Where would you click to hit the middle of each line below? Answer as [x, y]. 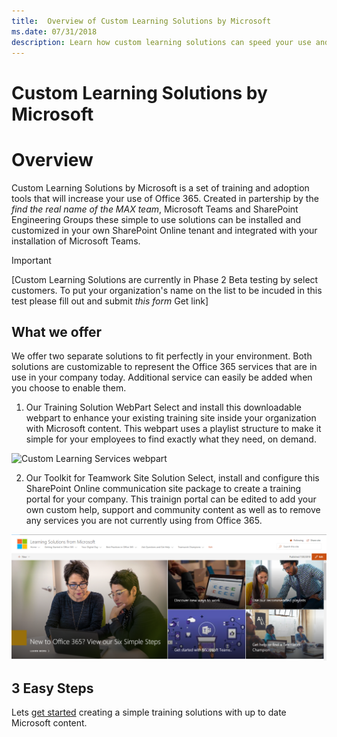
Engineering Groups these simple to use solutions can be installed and [156, 219]
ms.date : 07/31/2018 [54, 31]
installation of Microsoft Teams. [76, 241]
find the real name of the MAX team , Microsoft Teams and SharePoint [155, 209]
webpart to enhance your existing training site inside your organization [171, 418]
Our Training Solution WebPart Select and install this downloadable [163, 407]
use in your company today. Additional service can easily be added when [162, 377]
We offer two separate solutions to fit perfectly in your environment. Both [162, 356]
